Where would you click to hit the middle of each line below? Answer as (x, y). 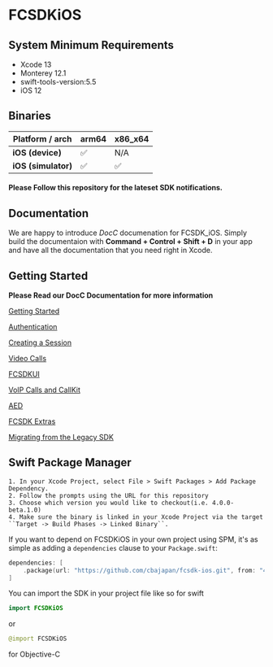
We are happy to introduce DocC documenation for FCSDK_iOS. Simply (128, 233)
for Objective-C (35, 654)
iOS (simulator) (43, 166)
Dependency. (28, 488)
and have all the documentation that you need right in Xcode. (110, 251)
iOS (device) (37, 152)
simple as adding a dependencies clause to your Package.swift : (113, 547)
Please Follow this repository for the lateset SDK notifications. (116, 188)
